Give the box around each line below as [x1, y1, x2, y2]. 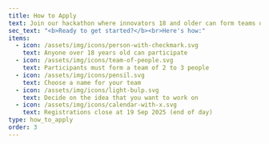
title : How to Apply [8, 11, 78, 20]
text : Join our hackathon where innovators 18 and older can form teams [8, 19, 256, 27]
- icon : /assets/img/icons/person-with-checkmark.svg [15, 42, 199, 50]
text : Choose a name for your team [22, 78, 142, 86]
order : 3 [8, 123, 38, 131]
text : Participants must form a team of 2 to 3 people [22, 64, 210, 72]
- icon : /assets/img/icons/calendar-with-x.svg [15, 101, 178, 109]
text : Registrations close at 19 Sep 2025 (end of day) [22, 109, 214, 117]
